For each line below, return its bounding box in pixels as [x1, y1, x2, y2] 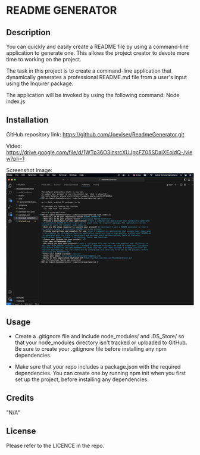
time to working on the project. [6, 56, 82, 63]
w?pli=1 [6, 155, 25, 162]
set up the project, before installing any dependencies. [14, 376, 149, 383]
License [6, 426, 36, 437]
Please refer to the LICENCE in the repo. [6, 442, 105, 449]
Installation [6, 115, 49, 125]
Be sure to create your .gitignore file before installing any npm [14, 345, 167, 352]
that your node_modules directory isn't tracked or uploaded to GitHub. [14, 339, 187, 346]
